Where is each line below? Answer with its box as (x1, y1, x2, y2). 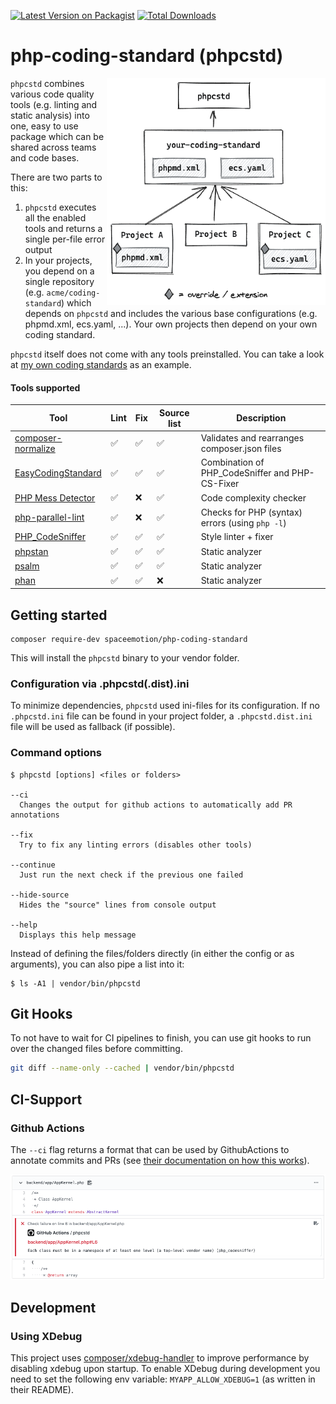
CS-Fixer (200, 478, 240, 490)
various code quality (10, 88, 95, 100)
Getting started (10, 606, 108, 624)
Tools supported (10, 381, 81, 394)
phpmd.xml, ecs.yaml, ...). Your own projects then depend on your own (24, 318, 318, 330)
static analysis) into (10, 109, 90, 121)
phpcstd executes (24, 201, 97, 213)
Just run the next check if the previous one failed (19, 870, 244, 880)
